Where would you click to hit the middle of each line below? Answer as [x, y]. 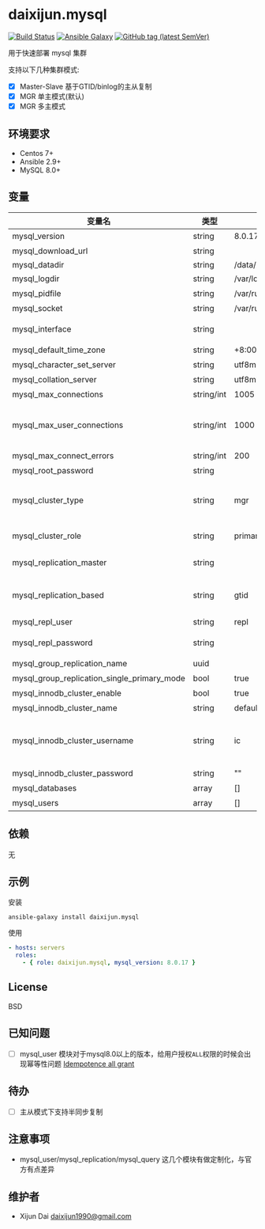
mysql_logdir [36, 279]
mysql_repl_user [43, 621]
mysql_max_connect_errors [63, 455]
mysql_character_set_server [64, 364]
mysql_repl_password [52, 643]
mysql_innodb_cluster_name [65, 707]
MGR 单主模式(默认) [52, 96]
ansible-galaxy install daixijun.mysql [74, 917]
